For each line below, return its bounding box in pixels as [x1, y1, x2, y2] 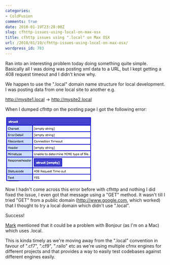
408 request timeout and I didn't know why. [5, 71, 96, 77]
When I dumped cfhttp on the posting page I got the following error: [5, 106, 147, 112]
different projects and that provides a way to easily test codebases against [5, 248, 161, 254]
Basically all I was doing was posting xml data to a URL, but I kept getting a [5, 66, 161, 72]
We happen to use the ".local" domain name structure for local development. [5, 81, 165, 87]
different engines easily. [5, 253, 56, 259]
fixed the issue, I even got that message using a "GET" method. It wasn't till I [5, 191, 165, 198]
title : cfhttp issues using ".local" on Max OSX [5, 35, 110, 40]
